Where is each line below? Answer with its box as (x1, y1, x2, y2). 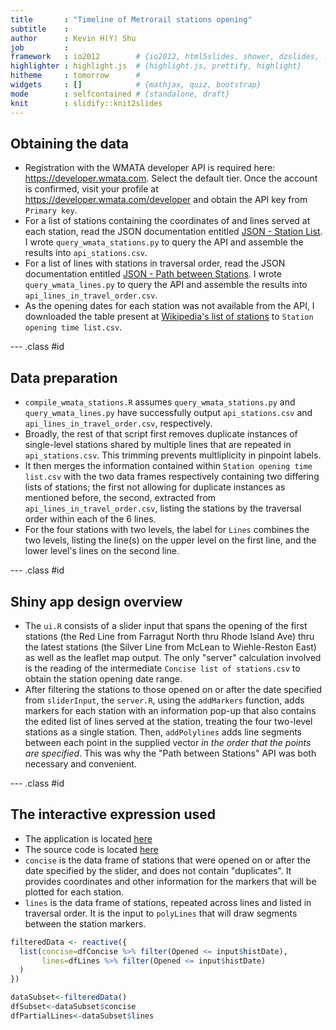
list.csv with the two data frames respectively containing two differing (24, 471, 320, 483)
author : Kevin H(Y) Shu (10, 33, 137, 43)
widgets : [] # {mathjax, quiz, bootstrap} (10, 80, 262, 90)
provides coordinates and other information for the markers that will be (24, 875, 317, 887)
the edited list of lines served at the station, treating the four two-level (24, 715, 313, 727)
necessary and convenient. (24, 757, 137, 770)
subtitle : (10, 24, 70, 34)
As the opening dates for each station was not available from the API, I (24, 300, 315, 312)
